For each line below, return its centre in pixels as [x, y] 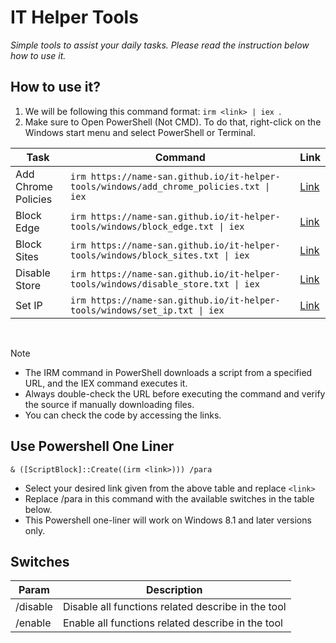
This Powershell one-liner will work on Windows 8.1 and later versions [168, 520]
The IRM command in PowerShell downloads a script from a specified [168, 372]
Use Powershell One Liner [92, 446]
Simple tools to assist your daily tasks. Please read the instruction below [160, 45]
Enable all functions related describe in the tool [172, 623]
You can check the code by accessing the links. [123, 415]
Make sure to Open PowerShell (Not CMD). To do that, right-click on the [173, 122]
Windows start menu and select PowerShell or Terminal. [140, 132]
